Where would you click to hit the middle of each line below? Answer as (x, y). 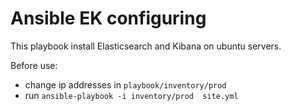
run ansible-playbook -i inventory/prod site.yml (131, 95)
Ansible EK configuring (108, 18)
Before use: (34, 65)
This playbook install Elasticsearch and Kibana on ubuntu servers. (146, 46)
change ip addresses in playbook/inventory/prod (125, 84)
